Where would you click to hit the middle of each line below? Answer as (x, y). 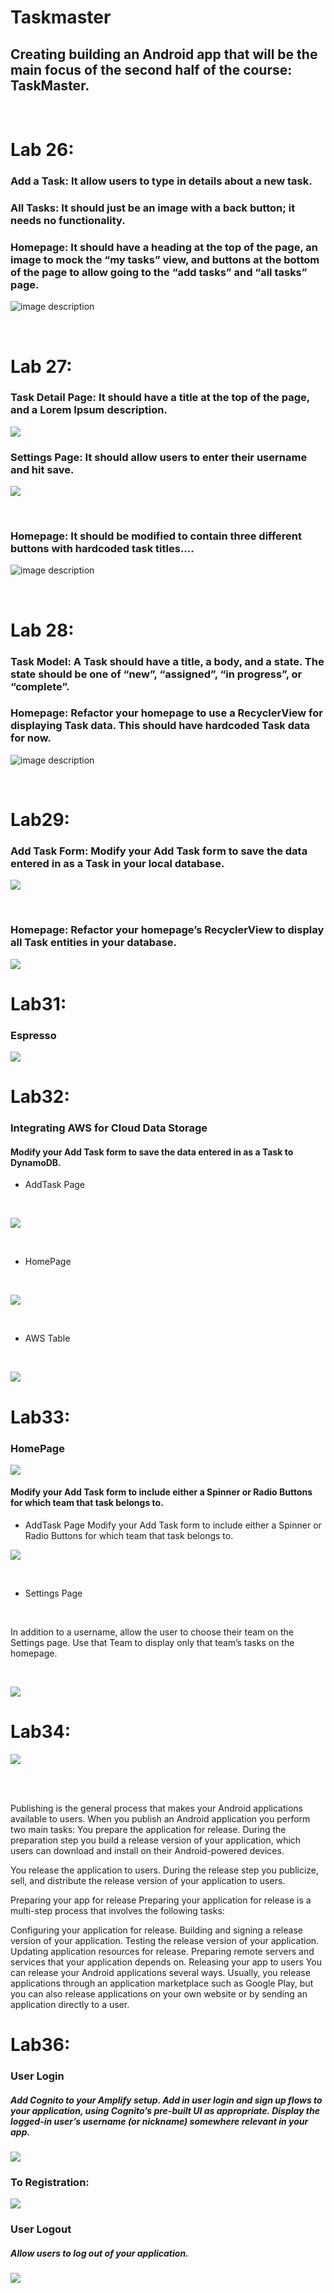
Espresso (33, 1035)
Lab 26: (42, 150)
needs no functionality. (68, 221)
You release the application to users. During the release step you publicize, (165, 1870)
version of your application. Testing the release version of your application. (165, 1941)
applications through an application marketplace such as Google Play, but (162, 1983)
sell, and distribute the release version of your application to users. (148, 1881)
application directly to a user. (70, 2005)
